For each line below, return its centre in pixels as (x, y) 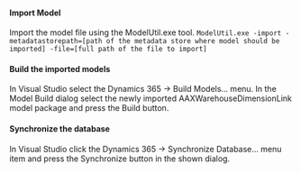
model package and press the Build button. (89, 108)
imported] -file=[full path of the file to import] (108, 50)
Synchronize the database (60, 129)
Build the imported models (60, 68)
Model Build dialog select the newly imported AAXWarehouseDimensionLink (151, 98)
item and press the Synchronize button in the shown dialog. (120, 159)
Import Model (35, 13)
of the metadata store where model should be (193, 41)
